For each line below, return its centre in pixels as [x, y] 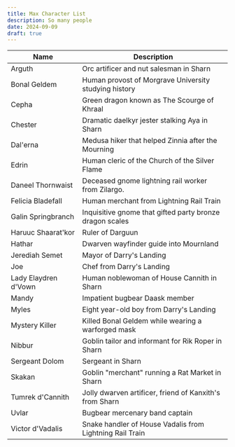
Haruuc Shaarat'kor [43, 233]
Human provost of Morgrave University [146, 80]
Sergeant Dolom [37, 362]
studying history [109, 89]
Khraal [93, 109]
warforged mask [109, 330]
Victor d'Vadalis [37, 429]
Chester [24, 125]
